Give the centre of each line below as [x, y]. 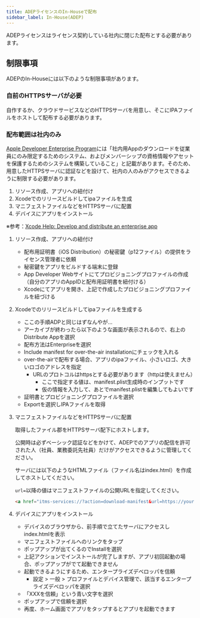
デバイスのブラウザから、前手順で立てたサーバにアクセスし [97, 526]
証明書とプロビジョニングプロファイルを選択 [79, 397]
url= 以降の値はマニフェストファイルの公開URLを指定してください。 [98, 490]
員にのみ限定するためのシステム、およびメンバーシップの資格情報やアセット [100, 156]
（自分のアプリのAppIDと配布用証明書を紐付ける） [86, 281]
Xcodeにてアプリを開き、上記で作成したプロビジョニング [94, 289]
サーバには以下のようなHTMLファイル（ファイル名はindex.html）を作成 [103, 470]
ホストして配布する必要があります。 [61, 117]
